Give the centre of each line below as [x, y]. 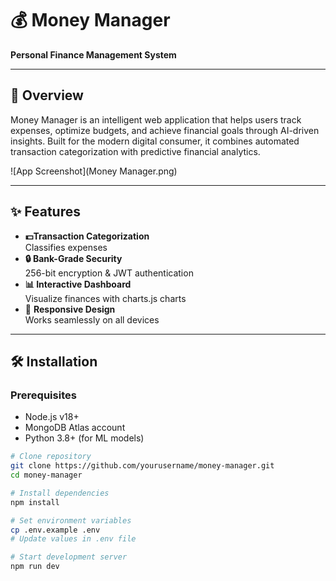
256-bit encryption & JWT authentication [109, 273]
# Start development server [69, 557]
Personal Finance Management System [93, 54]
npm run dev [35, 567]
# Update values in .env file [73, 539]
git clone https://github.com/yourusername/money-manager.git [142, 466]
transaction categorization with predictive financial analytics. [135, 151]
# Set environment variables [71, 520]
